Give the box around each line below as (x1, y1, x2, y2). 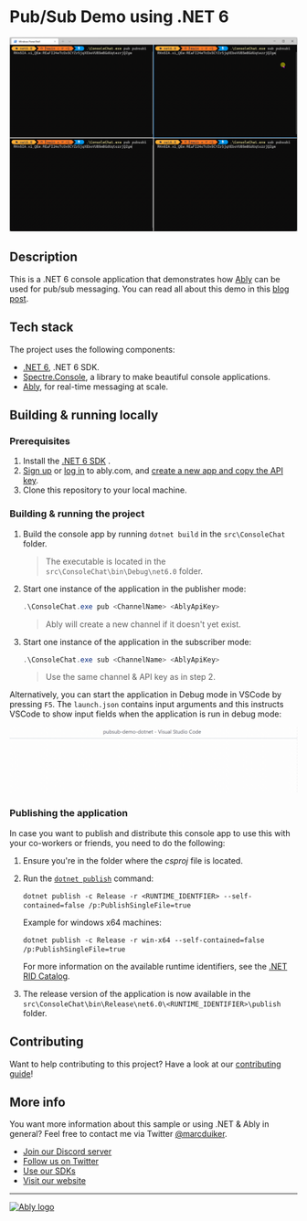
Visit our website (22, 1175, 87, 1186)
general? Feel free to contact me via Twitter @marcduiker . (9, 1129, 228, 1140)
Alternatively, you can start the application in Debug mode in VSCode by (9, 689, 281, 700)
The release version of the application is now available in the (22, 988, 251, 999)
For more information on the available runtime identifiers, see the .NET (22, 961, 288, 971)
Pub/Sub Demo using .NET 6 (9, 6, 230, 27)
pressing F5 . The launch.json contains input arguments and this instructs (9, 699, 284, 710)
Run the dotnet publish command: (22, 873, 154, 884)
